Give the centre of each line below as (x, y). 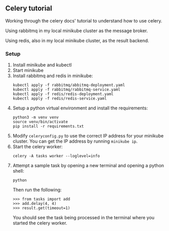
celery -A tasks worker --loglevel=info (56, 156)
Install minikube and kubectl (42, 65)
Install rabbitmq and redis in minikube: (53, 76)
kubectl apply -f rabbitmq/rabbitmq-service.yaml (67, 90)
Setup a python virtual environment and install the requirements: (80, 108)
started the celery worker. (40, 223)
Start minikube (28, 71)
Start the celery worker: (38, 147)
